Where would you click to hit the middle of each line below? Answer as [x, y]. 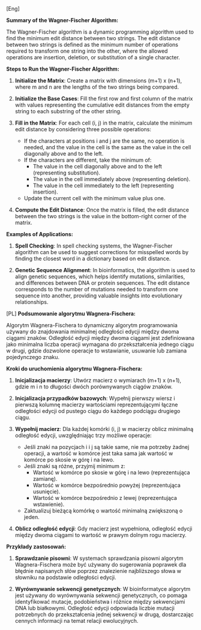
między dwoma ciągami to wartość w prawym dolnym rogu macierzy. [101, 535]
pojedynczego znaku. [33, 357]
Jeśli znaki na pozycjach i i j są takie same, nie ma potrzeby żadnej [106, 447]
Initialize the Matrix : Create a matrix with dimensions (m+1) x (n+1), [98, 81]
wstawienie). [49, 504]
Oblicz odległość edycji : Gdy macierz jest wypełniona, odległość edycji [103, 529]
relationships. [31, 302]
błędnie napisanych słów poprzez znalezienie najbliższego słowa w [98, 571]
